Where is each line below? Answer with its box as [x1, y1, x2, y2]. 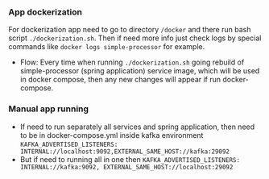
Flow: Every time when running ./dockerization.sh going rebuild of [19, 57, 245, 67]
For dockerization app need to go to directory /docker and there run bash [8, 25, 251, 35]
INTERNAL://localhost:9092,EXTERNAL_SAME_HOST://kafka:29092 [19, 148, 230, 156]
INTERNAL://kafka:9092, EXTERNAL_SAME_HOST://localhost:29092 [19, 163, 234, 171]
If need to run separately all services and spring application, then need [19, 122, 255, 131]
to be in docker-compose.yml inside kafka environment [19, 130, 204, 139]
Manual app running [8, 103, 89, 114]
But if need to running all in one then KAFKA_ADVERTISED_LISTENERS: [19, 154, 240, 164]
